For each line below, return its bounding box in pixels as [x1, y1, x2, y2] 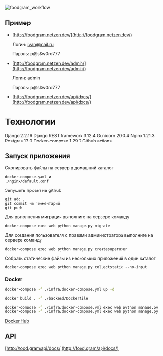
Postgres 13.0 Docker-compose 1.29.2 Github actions [5, 138, 112, 143]
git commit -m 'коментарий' [5, 201, 62, 206]
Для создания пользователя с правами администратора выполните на [5, 232, 153, 237]
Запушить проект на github [5, 187, 61, 193]
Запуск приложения [5, 152, 70, 160]
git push [5, 205, 23, 210]
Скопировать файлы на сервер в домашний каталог [5, 165, 114, 171]
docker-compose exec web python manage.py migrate [5, 223, 110, 228]
